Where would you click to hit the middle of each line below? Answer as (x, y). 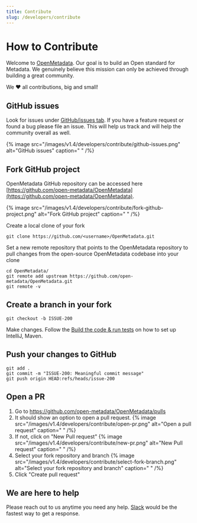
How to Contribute (52, 47)
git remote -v (24, 287)
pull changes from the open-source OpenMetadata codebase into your (92, 254)
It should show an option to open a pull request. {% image (85, 417)
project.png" (22, 214)
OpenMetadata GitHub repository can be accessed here (75, 184)
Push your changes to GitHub (61, 355)
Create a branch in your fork (59, 305)
